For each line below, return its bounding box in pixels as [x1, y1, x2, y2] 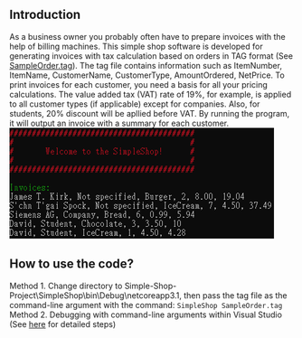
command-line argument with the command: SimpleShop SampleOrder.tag [9, 299, 283, 310]
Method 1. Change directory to [9, 280, 123, 291]
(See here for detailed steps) [9, 318, 117, 329]
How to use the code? [9, 257, 134, 272]
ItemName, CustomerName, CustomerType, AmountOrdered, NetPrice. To [9, 70, 285, 80]
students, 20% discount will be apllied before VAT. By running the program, [9, 108, 290, 118]
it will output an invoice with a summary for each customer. [9, 117, 230, 128]
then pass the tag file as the [184, 289, 288, 301]
